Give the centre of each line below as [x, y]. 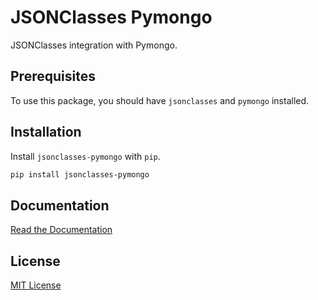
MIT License [36, 285]
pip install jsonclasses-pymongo [80, 174]
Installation [46, 132]
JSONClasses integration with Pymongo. [94, 45]
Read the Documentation [61, 230]
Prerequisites [53, 76]
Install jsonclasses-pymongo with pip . [85, 156]
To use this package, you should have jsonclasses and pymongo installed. [160, 100]
